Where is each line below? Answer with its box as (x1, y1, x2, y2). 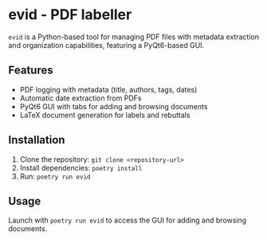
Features (8, 64, 53, 77)
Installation (8, 133, 65, 147)
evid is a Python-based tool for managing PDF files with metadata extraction (8, 32, 259, 41)
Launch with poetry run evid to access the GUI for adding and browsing (8, 215, 247, 225)
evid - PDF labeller (8, 6, 132, 24)
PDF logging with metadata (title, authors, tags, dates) (19, 85, 198, 94)
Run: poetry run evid (19, 171, 91, 181)
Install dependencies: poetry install (19, 163, 143, 172)
